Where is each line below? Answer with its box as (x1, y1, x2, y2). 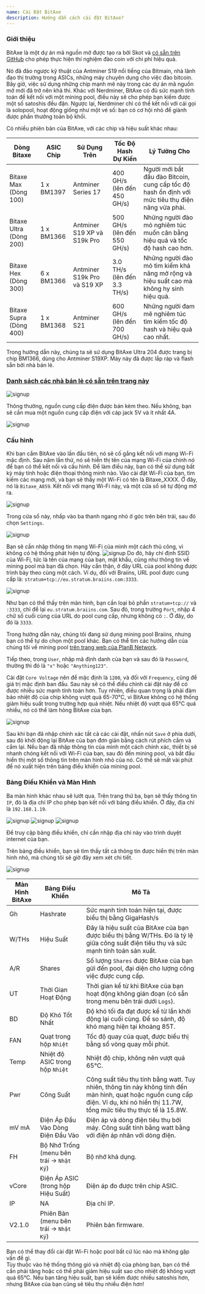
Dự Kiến (112, 154, 137, 163)
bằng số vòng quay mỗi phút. (86, 1040, 170, 1048)
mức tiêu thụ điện (143, 195, 194, 204)
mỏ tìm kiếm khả (143, 261, 191, 270)
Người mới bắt (143, 165, 184, 173)
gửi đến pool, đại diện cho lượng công (86, 964, 195, 972)
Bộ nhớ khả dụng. (86, 1152, 137, 1161)
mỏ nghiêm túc (143, 221, 187, 229)
